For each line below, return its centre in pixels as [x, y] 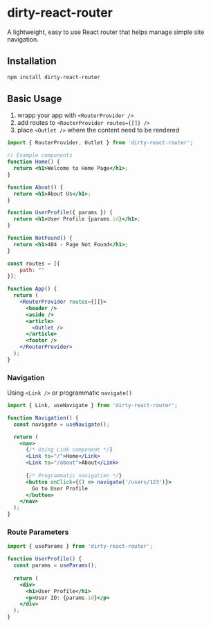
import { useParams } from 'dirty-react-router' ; [80, 547]
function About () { [35, 187]
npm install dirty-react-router [54, 77]
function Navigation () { [43, 418]
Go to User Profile [60, 488]
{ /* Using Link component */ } [69, 450]
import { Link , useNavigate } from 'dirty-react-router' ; [92, 406]
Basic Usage [35, 99]
